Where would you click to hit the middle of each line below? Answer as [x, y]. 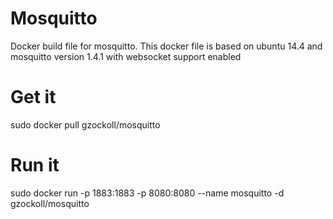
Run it [35, 165]
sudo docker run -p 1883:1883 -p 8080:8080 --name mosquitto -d [147, 193]
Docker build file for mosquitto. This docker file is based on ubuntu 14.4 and [166, 46]
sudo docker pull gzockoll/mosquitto [85, 124]
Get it [33, 97]
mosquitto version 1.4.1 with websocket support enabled [126, 56]
